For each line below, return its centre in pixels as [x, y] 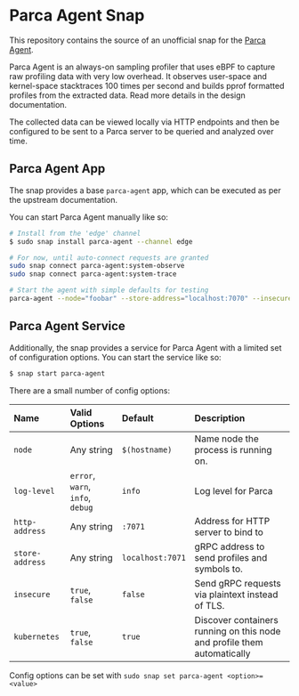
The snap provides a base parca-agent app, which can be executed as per [145, 190]
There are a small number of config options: [90, 390]
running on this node [238, 631]
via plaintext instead [236, 595]
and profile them [229, 642]
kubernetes [36, 636]
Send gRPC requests [238, 583]
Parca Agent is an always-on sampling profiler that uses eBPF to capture [142, 67]
